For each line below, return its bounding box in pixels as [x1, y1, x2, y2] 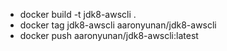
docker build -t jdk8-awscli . [19, 9, 137, 20]
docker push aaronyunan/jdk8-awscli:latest [19, 30, 199, 41]
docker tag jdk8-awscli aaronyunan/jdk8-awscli [19, 19, 217, 31]
